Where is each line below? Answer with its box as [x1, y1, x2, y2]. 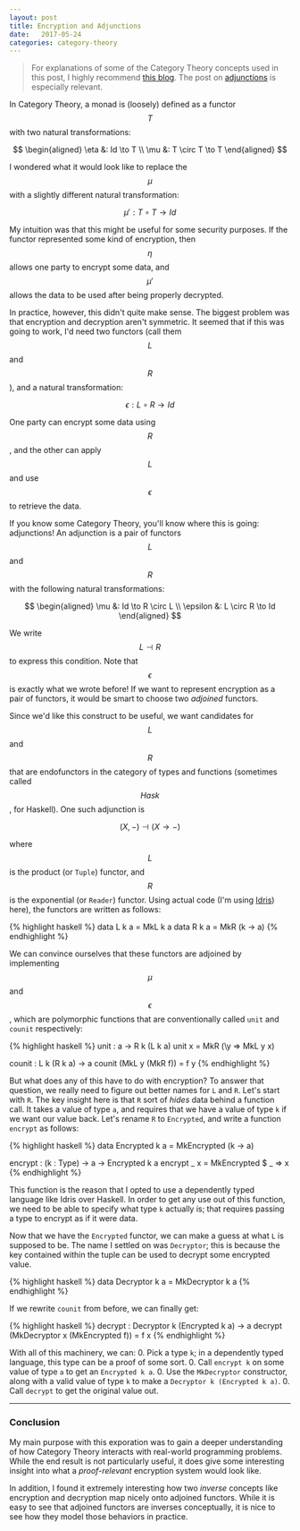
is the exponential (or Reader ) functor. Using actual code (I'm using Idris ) [9, 894, 275, 905]
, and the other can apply [9, 445, 102, 456]
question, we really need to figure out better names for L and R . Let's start [9, 1085, 280, 1096]
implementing [9, 958, 60, 969]
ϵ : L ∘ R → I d [125, 399, 175, 410]
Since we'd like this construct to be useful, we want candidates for [9, 711, 254, 722]
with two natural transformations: [9, 127, 131, 138]
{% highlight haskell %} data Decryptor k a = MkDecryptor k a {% [9, 1277, 251, 1287]
